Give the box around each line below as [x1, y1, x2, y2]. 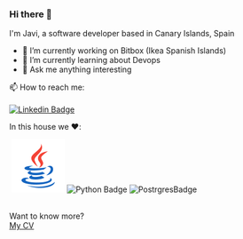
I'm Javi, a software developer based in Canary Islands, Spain [9, 28, 235, 39]
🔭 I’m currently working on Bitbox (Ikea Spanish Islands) [21, 45, 227, 56]
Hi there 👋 [9, 8, 53, 20]
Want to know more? [9, 211, 85, 221]
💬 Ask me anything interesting [21, 64, 132, 75]
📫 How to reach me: [9, 82, 85, 92]
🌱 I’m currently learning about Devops [21, 55, 161, 66]
